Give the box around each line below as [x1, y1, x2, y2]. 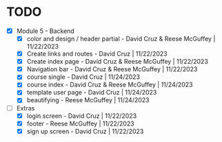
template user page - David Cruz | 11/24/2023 [26, 88, 157, 97]
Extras [16, 104, 35, 112]
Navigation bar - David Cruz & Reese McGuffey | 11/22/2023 [26, 65, 198, 73]
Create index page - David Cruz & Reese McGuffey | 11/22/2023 [26, 58, 208, 66]
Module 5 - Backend [16, 27, 75, 35]
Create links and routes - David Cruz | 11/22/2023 [26, 49, 168, 58]
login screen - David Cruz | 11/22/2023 [26, 111, 137, 120]
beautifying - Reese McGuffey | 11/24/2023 [26, 96, 150, 104]
